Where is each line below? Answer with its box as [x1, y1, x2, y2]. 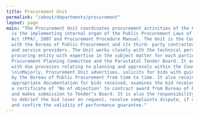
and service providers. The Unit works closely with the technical [11, 47, 182, 53]
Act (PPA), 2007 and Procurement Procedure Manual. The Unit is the [11, 36, 184, 42]
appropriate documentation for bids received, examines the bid [11, 80, 174, 86]
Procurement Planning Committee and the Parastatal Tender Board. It [11, 58, 187, 64]
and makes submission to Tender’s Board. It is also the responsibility [11, 91, 195, 97]
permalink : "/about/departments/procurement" [6, 14, 120, 20]
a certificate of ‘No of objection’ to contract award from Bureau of [11, 86, 190, 92]
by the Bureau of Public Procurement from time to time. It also [11, 74, 176, 80]
